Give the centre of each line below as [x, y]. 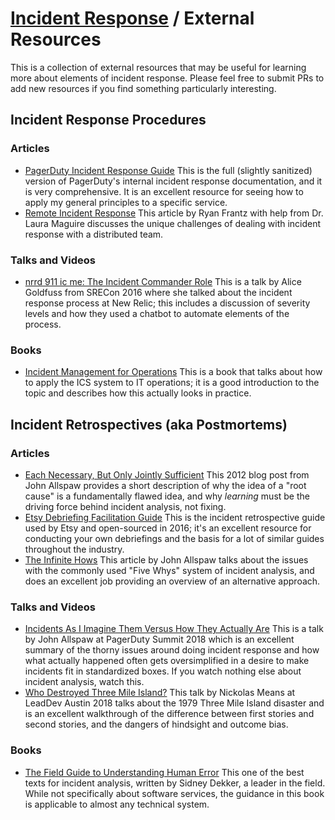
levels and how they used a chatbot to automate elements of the [157, 313]
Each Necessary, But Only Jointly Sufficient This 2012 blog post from [167, 474]
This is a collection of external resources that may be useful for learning [158, 67]
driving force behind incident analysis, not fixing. [125, 506]
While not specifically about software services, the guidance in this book [174, 793]
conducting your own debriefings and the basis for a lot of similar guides [174, 538]
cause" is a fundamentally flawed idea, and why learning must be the [167, 496]
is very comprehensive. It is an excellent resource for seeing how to [164, 191]
